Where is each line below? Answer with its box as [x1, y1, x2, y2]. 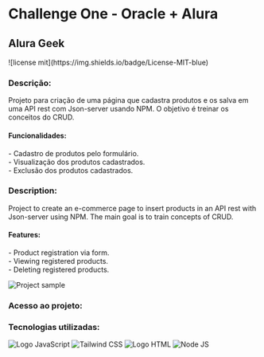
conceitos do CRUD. [8, 112, 75, 122]
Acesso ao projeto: [8, 300, 83, 311]
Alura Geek [8, 37, 65, 50]
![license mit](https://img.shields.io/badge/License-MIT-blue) [8, 57, 209, 67]
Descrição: [8, 77, 52, 88]
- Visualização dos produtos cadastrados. [8, 157, 146, 167]
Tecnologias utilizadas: [8, 321, 100, 332]
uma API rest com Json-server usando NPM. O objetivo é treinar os [8, 104, 229, 114]
